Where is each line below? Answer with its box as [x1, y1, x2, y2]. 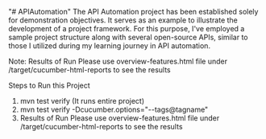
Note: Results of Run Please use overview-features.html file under [8, 56, 228, 66]
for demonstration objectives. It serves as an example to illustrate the [8, 15, 238, 25]
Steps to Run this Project [8, 80, 90, 90]
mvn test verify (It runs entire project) [19, 96, 145, 105]
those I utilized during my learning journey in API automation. [8, 41, 211, 51]
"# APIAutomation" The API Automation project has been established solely [8, 7, 259, 16]
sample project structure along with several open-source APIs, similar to [8, 32, 248, 42]
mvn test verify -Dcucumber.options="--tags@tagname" [19, 104, 209, 114]
